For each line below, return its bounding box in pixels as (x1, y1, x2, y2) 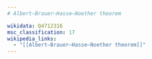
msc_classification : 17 (7, 29, 76, 36)
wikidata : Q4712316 (7, 22, 63, 29)
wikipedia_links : (7, 35, 57, 42)
